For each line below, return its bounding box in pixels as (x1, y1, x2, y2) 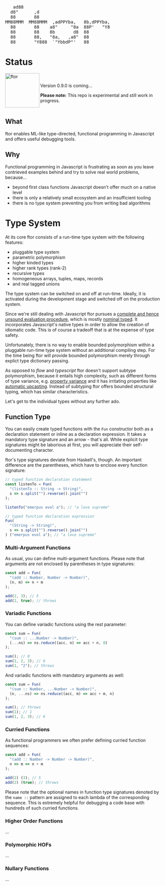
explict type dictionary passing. (5, 357, 70, 364)
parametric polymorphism (12, 254, 66, 260)
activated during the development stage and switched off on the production (5, 296, 160, 302)
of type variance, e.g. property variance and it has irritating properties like (5, 378, 157, 384)
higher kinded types (12, 259, 54, 265)
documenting (5, 447, 32, 453)
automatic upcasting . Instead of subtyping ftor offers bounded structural (5, 383, 154, 389)
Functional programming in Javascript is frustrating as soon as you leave (5, 163, 154, 169)
